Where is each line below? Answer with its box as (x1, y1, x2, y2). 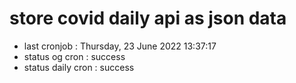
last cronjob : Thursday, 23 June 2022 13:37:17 (23, 40, 217, 52)
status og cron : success (23, 50, 126, 62)
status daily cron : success (23, 61, 135, 73)
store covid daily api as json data (9, 7, 287, 30)
